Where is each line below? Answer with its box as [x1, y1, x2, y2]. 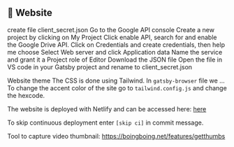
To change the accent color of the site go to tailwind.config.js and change [7, 83, 227, 92]
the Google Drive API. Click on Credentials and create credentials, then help [7, 40, 226, 49]
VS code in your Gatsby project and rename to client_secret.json [7, 62, 193, 71]
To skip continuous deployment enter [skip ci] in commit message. [7, 118, 204, 127]
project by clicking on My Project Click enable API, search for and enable [7, 33, 217, 41]
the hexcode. [7, 91, 45, 99]
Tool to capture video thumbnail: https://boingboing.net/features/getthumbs [7, 132, 226, 140]
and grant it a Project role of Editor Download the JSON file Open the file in [7, 55, 222, 64]
